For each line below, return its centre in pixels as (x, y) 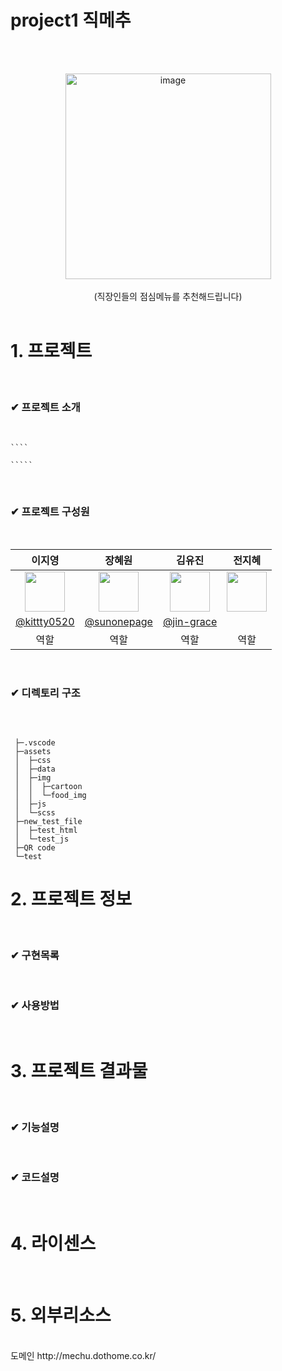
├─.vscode (35, 742)
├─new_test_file (48, 821)
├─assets (33, 751)
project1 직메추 (71, 20)
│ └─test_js (42, 839)
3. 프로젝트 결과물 (79, 1071)
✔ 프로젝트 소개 (45, 407)
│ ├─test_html (46, 830)
